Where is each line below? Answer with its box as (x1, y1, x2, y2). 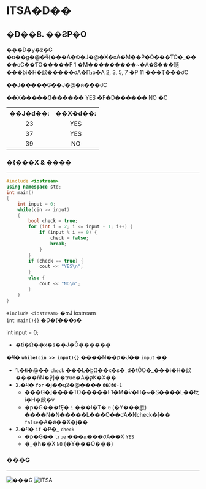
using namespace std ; (6, 184, 62, 190)
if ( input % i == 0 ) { (39, 230, 97, 236)
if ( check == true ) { (28, 258, 84, 264)
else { (28, 275, 45, 281)
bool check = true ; (28, 218, 78, 224)
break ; (50, 241, 67, 247)
